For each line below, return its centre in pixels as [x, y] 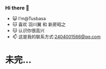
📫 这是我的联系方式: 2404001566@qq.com [56, 37]
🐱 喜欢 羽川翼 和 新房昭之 [39, 25]
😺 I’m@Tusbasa [29, 19]
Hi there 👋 [17, 8]
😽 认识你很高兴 [28, 31]
